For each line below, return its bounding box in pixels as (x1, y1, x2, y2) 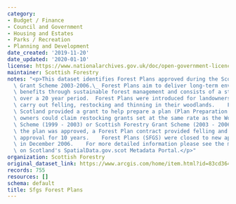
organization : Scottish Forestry (7, 154, 105, 161)
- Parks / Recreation (7, 36, 71, 43)
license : (7, 62, 33, 69)
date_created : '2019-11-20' (7, 50, 90, 57)
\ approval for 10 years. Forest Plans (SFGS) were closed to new (13, 134, 221, 141)
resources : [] (7, 173, 49, 180)
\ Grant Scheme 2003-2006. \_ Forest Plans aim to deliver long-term (13, 82, 218, 89)
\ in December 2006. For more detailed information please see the (13, 141, 225, 148)
